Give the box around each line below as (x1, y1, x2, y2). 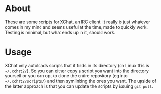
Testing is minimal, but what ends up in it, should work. (5, 29, 116, 35)
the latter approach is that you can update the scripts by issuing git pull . (5, 83, 153, 89)
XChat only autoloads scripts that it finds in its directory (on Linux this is (5, 62, 150, 68)
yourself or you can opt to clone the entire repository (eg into (5, 73, 128, 78)
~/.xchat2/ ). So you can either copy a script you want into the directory (5, 68, 149, 74)
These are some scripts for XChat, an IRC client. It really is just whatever (5, 19, 150, 25)
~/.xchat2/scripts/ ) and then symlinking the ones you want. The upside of (5, 78, 156, 84)
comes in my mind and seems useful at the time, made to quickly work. (5, 24, 148, 30)
